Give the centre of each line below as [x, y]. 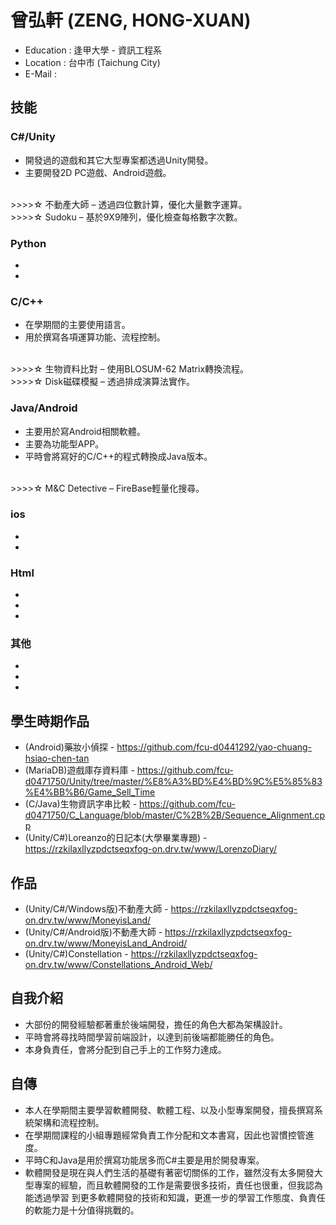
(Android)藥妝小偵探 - [69, 747]
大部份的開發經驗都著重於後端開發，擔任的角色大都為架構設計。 [156, 1024]
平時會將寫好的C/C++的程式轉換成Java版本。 [118, 456]
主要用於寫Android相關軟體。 [85, 431]
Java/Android [44, 408]
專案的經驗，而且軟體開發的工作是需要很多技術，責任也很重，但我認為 [178, 1185]
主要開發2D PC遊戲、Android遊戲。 [98, 172]
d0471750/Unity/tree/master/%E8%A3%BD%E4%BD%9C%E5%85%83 [173, 782]
